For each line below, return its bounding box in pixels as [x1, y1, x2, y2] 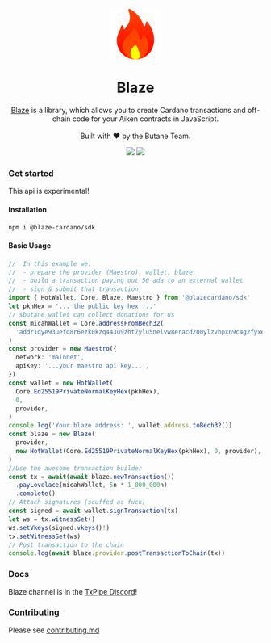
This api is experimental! [8, 187, 90, 196]
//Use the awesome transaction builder [8, 464, 143, 473]
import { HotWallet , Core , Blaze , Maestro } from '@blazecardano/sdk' [8, 294, 251, 302]
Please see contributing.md [8, 625, 100, 635]
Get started [8, 167, 54, 179]
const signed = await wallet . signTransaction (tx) [8, 506, 179, 515]
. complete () [15, 490, 56, 498]
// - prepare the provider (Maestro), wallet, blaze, [8, 268, 197, 276]
